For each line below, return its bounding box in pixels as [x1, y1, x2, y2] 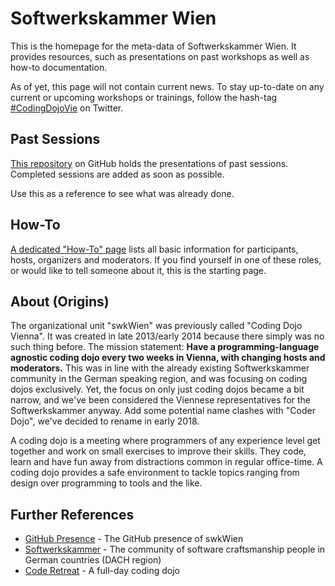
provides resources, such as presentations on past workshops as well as [10, 50, 310, 62]
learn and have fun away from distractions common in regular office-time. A [10, 456, 323, 468]
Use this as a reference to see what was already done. [10, 187, 235, 199]
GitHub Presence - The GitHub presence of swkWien [24, 533, 244, 545]
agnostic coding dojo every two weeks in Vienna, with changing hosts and [10, 352, 326, 364]
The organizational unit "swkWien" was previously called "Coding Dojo [10, 320, 303, 332]
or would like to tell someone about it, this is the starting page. [10, 264, 267, 276]
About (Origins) [10, 293, 110, 310]
